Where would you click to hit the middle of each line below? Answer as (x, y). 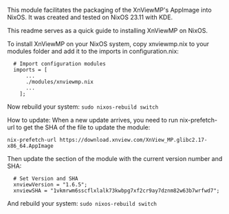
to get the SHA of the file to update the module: (83, 127)
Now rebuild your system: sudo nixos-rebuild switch (83, 107)
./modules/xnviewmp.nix (59, 82)
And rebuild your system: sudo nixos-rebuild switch (82, 203)
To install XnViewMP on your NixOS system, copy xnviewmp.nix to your (108, 44)
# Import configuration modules (60, 64)
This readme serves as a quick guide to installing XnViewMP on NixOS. (108, 31)
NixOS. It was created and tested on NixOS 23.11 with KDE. (90, 17)
